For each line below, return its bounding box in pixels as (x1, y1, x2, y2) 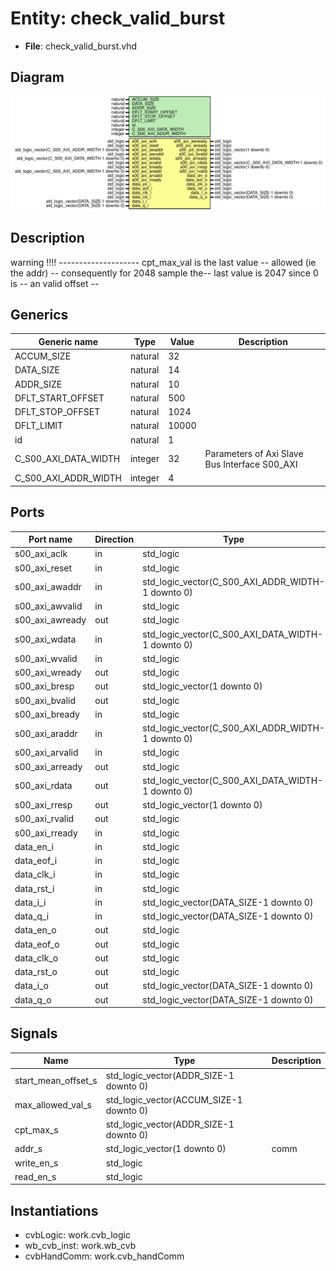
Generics (10, 307, 69, 324)
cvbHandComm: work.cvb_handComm (24, 1250, 185, 1262)
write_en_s (14, 1157, 59, 1169)
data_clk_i (14, 868, 56, 881)
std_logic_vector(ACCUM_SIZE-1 (105, 1093, 243, 1106)
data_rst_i (14, 882, 55, 894)
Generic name (38, 335, 99, 347)
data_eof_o (14, 938, 60, 950)
